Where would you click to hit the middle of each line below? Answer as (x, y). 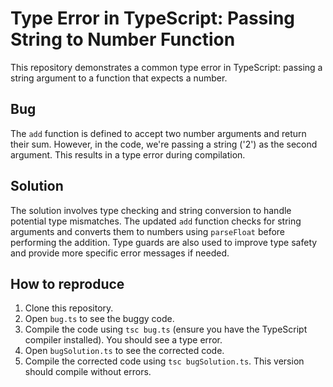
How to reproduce (67, 283)
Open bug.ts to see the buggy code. (99, 319)
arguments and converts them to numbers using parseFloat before (147, 231)
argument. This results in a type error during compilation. (128, 154)
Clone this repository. (69, 308)
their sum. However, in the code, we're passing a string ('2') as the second (164, 144)
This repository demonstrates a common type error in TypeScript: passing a (166, 67)
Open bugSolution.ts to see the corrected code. (124, 351)
